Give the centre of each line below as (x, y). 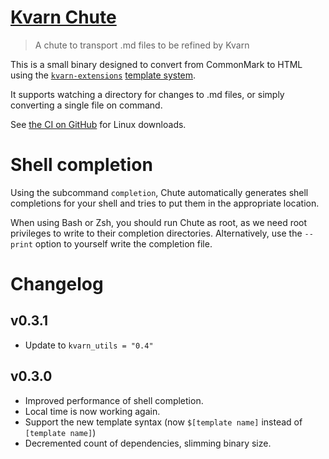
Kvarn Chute (63, 17)
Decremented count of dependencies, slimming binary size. (148, 443)
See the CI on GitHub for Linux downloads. (98, 124)
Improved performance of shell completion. (114, 400)
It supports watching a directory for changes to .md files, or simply (147, 94)
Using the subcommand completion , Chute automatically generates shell (159, 192)
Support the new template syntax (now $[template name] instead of (163, 422)
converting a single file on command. (86, 105)
